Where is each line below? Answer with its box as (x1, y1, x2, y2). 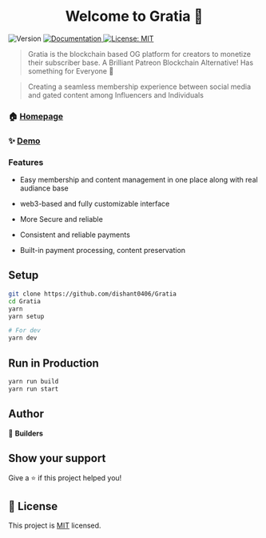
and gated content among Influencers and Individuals (27, 90, 204, 99)
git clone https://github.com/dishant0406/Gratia (8, 290, 177, 298)
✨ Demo (8, 135, 41, 147)
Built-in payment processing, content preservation (19, 246, 186, 255)
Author (8, 408, 44, 421)
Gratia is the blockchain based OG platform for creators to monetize (27, 49, 252, 58)
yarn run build (8, 377, 59, 385)
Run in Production (8, 356, 100, 370)
